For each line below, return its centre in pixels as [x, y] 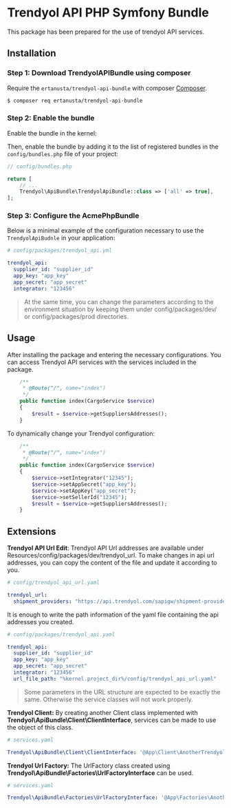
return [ [20, 179]
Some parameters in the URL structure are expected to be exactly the [122, 692]
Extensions [32, 531]
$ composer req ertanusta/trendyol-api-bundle [75, 100]
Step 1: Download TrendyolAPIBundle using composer [99, 73]
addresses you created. [41, 621]
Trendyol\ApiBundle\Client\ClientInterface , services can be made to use [112, 720]
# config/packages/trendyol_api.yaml [61, 635]
